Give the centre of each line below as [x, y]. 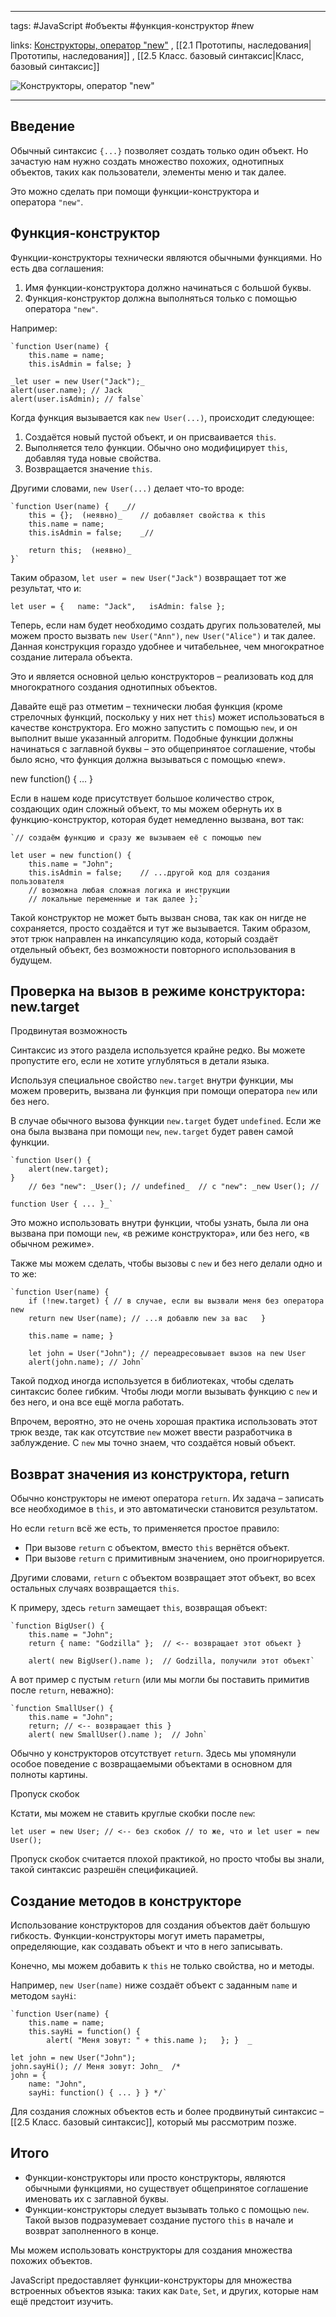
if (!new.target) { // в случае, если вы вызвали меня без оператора [176, 1301]
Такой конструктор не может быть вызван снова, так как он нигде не [158, 917]
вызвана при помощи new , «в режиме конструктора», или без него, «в [160, 1233]
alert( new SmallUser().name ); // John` [118, 1735]
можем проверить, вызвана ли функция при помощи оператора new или [164, 1091]
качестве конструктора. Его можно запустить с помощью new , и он [154, 727]
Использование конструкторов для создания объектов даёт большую [160, 1925]
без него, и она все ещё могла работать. [97, 1402]
